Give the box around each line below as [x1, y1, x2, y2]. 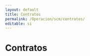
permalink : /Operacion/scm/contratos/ [5, 16, 85, 21]
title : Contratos [5, 12, 41, 17]
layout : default [5, 7, 39, 12]
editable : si [5, 21, 32, 26]
